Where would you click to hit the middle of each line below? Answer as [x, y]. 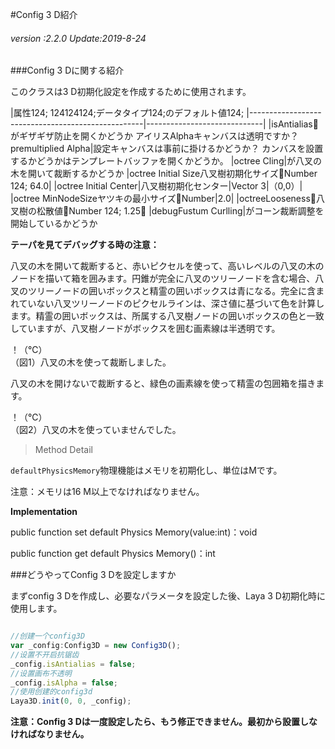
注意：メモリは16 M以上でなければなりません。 [107, 492]
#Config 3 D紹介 [44, 14]
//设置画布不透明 [41, 673]
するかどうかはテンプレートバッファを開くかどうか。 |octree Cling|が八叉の [166, 161]
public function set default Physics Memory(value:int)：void [134, 532]
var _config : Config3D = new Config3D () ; [96, 646]
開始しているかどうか [54, 224]
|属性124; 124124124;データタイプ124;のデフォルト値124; [127, 113]
